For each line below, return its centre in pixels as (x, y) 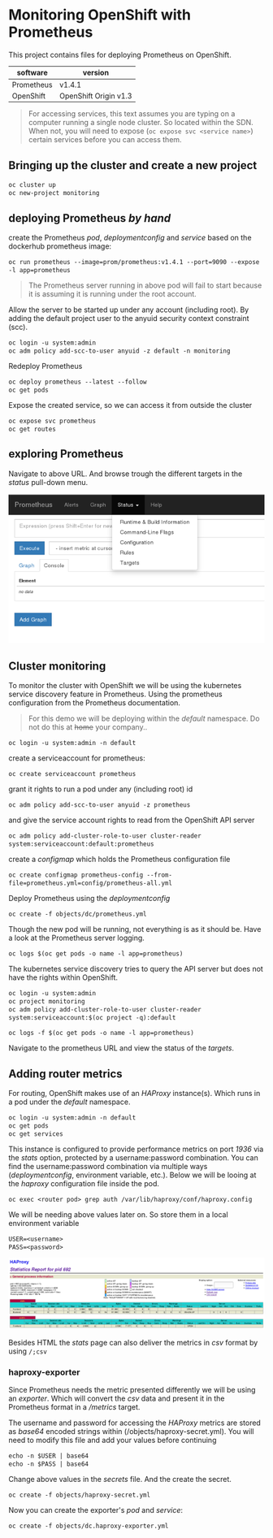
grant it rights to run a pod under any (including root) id (101, 789)
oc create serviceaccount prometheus (72, 774)
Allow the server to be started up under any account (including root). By (129, 310)
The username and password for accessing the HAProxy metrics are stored (135, 1423)
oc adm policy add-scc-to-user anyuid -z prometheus (100, 805)
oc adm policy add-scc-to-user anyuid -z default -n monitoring (119, 351)
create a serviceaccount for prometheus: (77, 758)
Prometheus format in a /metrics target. (74, 1407)
